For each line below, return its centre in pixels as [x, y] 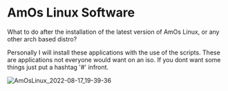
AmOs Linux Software [71, 13]
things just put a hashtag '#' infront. [58, 67]
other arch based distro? [42, 39]
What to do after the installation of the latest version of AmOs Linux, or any [113, 32]
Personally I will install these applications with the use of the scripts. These [114, 52]
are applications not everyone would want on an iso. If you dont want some [114, 59]
